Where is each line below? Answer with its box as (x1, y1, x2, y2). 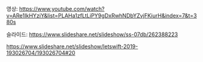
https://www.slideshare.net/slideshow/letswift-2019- (6, 43, 138, 50)
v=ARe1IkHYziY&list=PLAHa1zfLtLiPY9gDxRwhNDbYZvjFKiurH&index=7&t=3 (6, 12, 197, 19)
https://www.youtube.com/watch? (19, 5, 105, 12)
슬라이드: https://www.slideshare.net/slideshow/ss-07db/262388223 (6, 31, 178, 38)
